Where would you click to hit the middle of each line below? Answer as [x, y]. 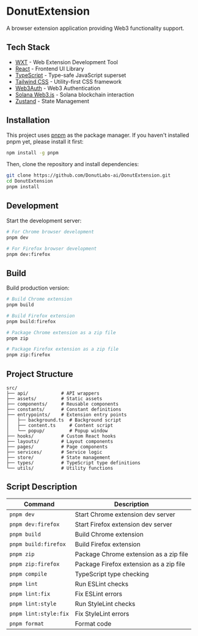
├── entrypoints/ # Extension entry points [67, 415]
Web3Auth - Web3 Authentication [58, 88]
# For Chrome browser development [50, 232]
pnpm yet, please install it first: [45, 141]
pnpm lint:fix [30, 594]
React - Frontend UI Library [50, 68]
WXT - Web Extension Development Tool [66, 62]
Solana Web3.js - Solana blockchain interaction [75, 94]
